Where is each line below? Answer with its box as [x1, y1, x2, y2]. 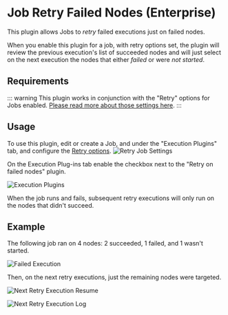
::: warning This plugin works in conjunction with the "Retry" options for [7, 94, 210, 102]
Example [7, 221, 45, 232]
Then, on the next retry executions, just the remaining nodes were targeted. [7, 273, 222, 281]
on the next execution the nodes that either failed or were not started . [7, 55, 205, 63]
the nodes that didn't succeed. [7, 201, 94, 209]
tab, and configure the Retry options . [7, 146, 112, 155]
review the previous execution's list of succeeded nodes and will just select [7, 48, 222, 56]
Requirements [7, 76, 69, 87]
